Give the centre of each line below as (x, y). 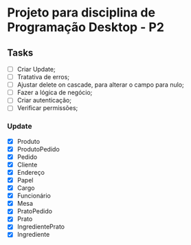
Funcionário (34, 196)
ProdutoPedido (38, 149)
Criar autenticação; (44, 100)
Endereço (31, 172)
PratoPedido (35, 211)
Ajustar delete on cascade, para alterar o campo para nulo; (100, 85)
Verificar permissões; (47, 108)
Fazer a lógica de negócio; (55, 93)
